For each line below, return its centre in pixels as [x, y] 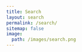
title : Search [24, 12]
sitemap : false [25, 28]
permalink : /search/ [32, 23]
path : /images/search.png [44, 39]
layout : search [25, 17]
